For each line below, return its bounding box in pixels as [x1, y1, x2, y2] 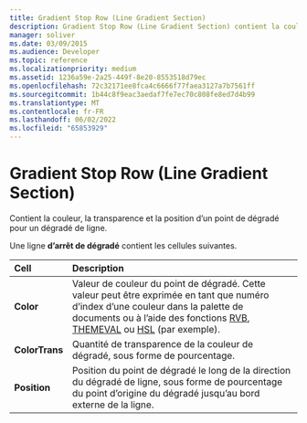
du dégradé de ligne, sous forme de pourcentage [71, 375, 283, 388]
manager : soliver [9, 30, 76, 39]
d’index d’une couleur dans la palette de [71, 300, 244, 312]
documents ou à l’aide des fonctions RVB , [71, 312, 250, 324]
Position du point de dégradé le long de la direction [71, 364, 291, 376]
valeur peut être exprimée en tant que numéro [71, 289, 270, 301]
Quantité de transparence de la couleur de [71, 337, 254, 350]
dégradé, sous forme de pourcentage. [71, 349, 236, 362]
